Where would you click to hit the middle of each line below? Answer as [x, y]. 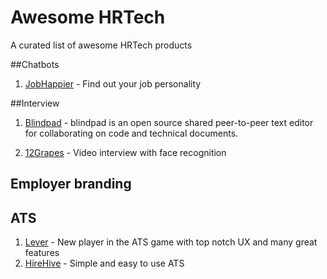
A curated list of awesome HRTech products [101, 45]
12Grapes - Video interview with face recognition [125, 152]
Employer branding [71, 184]
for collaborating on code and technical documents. [131, 133]
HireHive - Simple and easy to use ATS [104, 263]
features [42, 253]
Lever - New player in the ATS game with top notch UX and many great [171, 242]
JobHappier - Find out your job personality [113, 83]
